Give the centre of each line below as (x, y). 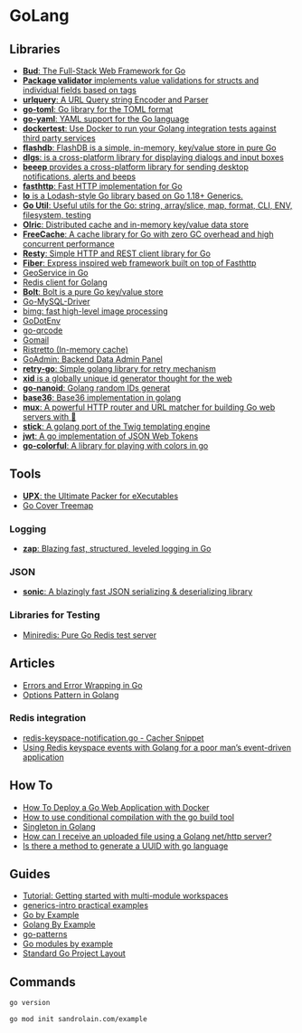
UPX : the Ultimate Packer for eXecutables (100, 496)
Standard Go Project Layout (74, 953)
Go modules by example (67, 944)
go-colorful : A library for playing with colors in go (115, 445)
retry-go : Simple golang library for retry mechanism (119, 369)
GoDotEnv (42, 321)
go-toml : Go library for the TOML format (98, 109)
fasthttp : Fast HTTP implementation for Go (102, 186)
